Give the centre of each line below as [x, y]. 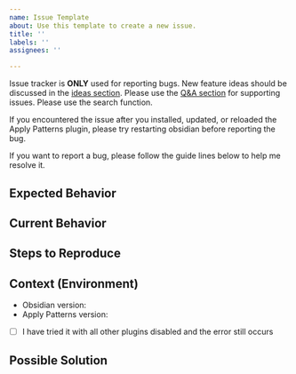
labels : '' [29, 42]
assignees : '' [36, 51]
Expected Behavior [63, 193]
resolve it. [28, 165]
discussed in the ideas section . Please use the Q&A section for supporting [145, 93]
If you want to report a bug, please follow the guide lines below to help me [145, 155]
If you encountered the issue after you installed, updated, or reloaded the [143, 120]
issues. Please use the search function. [81, 102]
